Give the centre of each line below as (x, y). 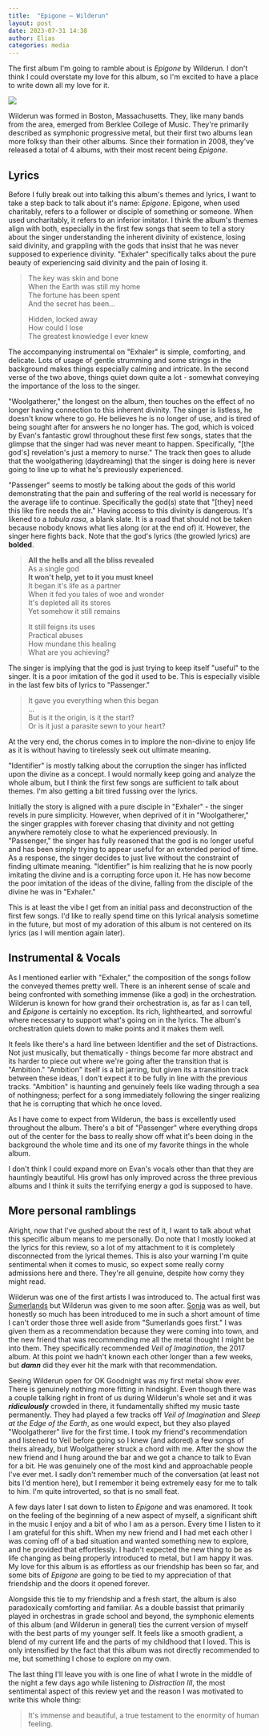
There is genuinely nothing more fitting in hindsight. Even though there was (132, 1389)
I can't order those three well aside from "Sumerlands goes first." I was (125, 1322)
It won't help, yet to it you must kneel (90, 577)
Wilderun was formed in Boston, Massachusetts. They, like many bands (126, 116)
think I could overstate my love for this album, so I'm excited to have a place (133, 77)
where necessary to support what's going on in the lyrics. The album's (125, 1019)
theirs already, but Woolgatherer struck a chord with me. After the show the (133, 1448)
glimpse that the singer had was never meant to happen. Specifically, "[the (131, 444)
